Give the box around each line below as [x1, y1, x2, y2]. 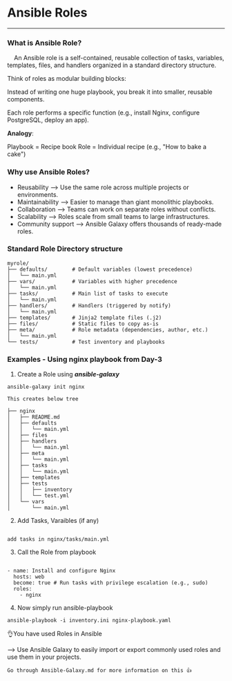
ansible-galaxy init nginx [7, 383, 85, 391]
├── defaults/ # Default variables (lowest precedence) [7, 266, 193, 273]
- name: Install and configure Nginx [7, 568, 116, 575]
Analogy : [7, 129, 34, 137]
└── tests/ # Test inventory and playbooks [7, 338, 166, 345]
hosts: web [13, 573, 45, 581]
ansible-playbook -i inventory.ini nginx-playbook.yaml [7, 617, 171, 624]
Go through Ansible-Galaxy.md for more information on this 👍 [7, 667, 192, 674]
